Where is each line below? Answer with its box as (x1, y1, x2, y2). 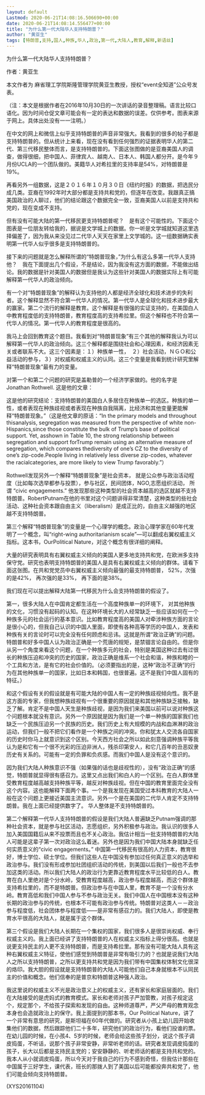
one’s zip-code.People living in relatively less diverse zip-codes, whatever (6, 451, 193, 459)
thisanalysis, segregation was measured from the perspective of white (6, 419, 183, 426)
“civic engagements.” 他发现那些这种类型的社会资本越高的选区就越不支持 (13, 487, 197, 494)
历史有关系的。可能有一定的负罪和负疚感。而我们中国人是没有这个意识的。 (6, 751, 193, 758)
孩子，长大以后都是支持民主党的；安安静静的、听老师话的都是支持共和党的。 (6, 1047, 199, 1055)
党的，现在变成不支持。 (6, 204, 65, 211)
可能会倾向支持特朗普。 (11, 1071, 71, 1077)
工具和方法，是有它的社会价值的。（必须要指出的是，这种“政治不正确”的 (11, 661, 190, 669)
